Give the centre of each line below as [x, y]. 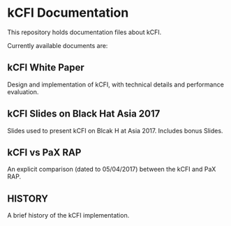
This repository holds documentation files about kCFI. [84, 32]
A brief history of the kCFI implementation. [68, 216]
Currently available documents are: [58, 45]
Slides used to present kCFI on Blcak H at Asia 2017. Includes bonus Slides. [115, 130]
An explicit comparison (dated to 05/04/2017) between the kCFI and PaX [112, 169]
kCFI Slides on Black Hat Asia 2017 [84, 114]
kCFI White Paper [46, 68]
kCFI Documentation [68, 13]
